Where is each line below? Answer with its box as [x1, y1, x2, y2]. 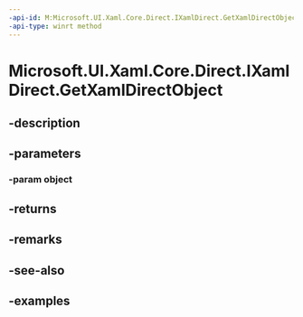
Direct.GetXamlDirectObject [8, 79, 223, 100]
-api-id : [8, 13, 42, 23]
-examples [8, 293, 71, 308]
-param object [8, 173, 73, 186]
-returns [8, 200, 57, 217]
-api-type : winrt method [8, 22, 102, 31]
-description [8, 116, 80, 131]
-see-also [8, 263, 65, 278]
